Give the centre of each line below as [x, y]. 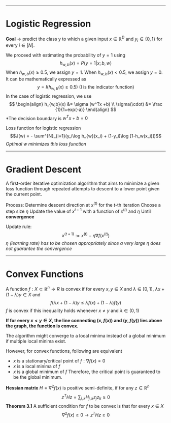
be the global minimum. [38, 377]
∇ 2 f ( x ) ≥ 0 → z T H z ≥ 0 [86, 414]
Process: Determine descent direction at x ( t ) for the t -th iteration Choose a [83, 205]
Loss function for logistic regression [43, 128]
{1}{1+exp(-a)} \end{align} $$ [86, 109]
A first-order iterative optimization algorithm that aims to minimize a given [82, 183]
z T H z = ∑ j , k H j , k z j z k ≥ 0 [86, 397]
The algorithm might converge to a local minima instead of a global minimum [86, 335]
